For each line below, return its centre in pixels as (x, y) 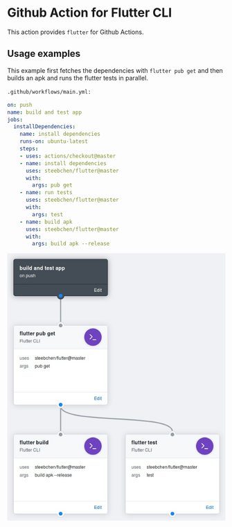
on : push (20, 105)
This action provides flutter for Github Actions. (75, 32)
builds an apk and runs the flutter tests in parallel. (78, 78)
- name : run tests (46, 193)
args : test (48, 214)
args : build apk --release (71, 244)
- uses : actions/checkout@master (68, 156)
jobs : (15, 119)
